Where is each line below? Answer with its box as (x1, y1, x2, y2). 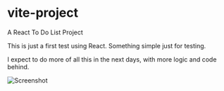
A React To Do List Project (7, 28, 83, 36)
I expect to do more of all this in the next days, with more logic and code (7, 55, 217, 64)
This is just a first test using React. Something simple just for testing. (7, 41, 206, 50)
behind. (7, 62, 30, 71)
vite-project (7, 5, 79, 21)
